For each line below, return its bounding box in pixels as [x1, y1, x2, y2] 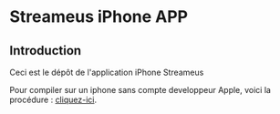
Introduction [9, 43, 82, 58]
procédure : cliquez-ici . [9, 94, 98, 105]
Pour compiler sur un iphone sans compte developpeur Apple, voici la [9, 85, 272, 95]
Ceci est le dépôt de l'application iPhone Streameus [9, 67, 204, 78]
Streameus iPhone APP [9, 6, 189, 27]
